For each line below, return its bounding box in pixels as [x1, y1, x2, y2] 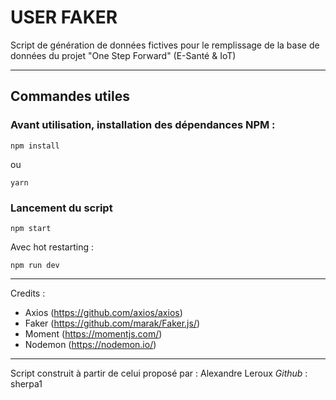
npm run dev [10, 260, 60, 270]
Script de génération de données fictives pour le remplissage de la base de [10, 39, 320, 51]
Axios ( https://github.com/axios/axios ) [24, 306, 183, 318]
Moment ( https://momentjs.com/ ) [24, 327, 163, 340]
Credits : [10, 287, 46, 299]
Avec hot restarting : [10, 241, 94, 253]
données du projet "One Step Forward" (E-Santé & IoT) [10, 49, 237, 61]
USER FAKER [10, 6, 118, 29]
